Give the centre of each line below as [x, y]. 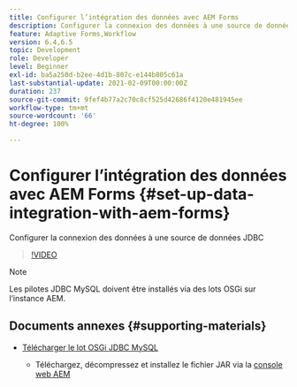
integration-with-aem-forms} [120, 213]
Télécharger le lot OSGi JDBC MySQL [90, 347]
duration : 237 [35, 91]
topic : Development [45, 50]
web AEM [53, 374]
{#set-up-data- [196, 194]
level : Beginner [39, 67]
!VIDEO [44, 254]
